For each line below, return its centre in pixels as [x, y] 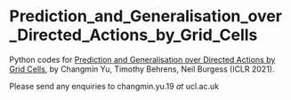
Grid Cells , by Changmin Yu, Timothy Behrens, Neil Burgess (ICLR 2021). [142, 69]
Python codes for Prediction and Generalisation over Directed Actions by [142, 59]
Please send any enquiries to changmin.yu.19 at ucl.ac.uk [114, 86]
